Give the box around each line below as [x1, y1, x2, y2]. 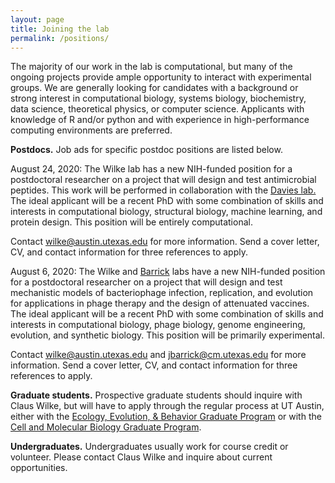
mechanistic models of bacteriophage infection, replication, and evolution [10, 287, 314, 299]
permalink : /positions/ [10, 33, 110, 43]
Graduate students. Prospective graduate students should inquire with [10, 389, 303, 401]
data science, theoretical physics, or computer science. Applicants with [10, 103, 305, 115]
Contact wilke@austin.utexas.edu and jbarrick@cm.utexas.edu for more [10, 349, 307, 361]
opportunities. [10, 462, 68, 474]
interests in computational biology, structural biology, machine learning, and [10, 206, 323, 218]
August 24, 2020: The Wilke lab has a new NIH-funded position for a [10, 163, 293, 175]
